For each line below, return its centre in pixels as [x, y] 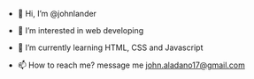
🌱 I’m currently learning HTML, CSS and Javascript [110, 47]
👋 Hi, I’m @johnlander [57, 14]
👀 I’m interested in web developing [81, 30]
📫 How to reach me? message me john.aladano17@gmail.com [131, 65]
